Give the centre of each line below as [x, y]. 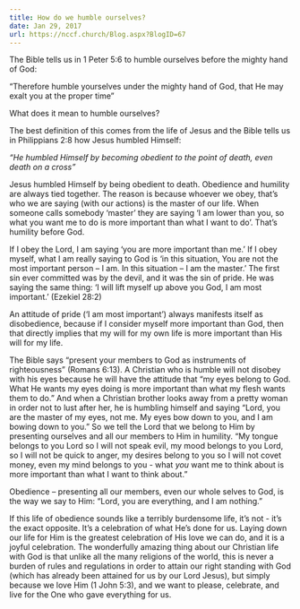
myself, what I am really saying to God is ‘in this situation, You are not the [144, 259]
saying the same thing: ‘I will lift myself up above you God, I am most [136, 287]
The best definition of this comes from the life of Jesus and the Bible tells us [150, 131]
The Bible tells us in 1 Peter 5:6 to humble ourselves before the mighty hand [149, 60]
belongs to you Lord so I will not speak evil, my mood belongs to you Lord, [146, 446]
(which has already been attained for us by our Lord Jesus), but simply [140, 576]
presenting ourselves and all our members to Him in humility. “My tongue [144, 436]
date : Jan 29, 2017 [46, 26]
